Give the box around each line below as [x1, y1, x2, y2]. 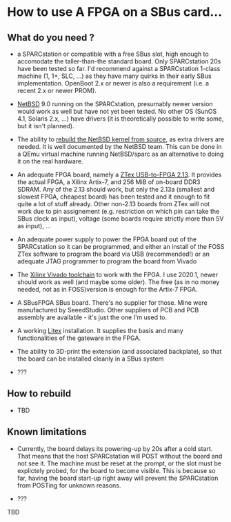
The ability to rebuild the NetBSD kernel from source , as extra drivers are [17, 135, 225, 143]
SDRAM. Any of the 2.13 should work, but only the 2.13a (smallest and [17, 185, 215, 193]
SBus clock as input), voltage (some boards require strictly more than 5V [17, 214, 224, 223]
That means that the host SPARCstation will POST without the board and [17, 452, 223, 460]
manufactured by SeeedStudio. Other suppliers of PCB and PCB [17, 306, 199, 314]
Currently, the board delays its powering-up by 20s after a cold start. [17, 444, 213, 452]
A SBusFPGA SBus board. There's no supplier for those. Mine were [17, 299, 208, 307]
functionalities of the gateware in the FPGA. [17, 334, 141, 342]
